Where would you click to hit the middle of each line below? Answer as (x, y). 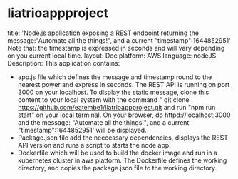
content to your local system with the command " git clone (104, 99)
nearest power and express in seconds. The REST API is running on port (124, 84)
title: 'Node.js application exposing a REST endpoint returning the (103, 33)
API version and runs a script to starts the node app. (94, 145)
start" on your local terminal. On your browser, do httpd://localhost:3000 (124, 115)
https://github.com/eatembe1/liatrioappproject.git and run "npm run (117, 107)
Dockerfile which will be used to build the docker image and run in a (117, 153)
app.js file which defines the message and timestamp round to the (115, 77)
